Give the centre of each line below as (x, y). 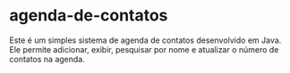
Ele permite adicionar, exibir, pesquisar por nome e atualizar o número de (144, 49)
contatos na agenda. (47, 59)
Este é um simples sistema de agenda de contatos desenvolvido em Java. (145, 40)
